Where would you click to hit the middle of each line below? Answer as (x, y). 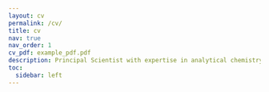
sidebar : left (39, 75)
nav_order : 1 (30, 46)
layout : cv (26, 16)
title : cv (25, 30)
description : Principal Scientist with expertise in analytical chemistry (136, 61)
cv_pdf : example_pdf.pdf (50, 53)
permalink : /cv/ (35, 23)
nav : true (25, 38)
